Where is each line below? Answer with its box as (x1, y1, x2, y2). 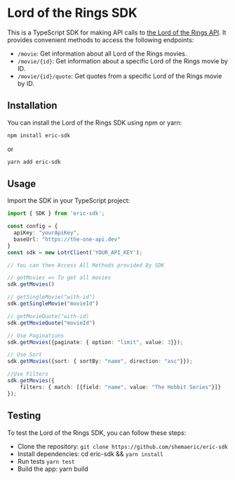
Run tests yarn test (17, 457, 75, 465)
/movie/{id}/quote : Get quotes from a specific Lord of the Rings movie (17, 72, 222, 80)
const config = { (7, 223, 58, 230)
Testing (7, 410, 41, 422)
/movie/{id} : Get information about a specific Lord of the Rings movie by (17, 56, 228, 65)
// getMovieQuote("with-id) (7, 312, 90, 320)
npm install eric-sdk (7, 132, 71, 139)
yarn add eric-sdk (7, 158, 61, 165)
